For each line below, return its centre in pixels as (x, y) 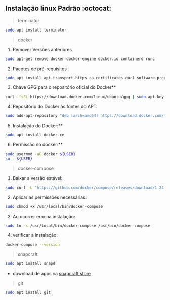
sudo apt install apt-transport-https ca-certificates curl (70, 78)
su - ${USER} (19, 159)
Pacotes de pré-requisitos (40, 69)
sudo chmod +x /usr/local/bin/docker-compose (54, 206)
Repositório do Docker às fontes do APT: (55, 107)
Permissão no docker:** (38, 145)
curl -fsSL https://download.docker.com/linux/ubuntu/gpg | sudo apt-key (85, 97)
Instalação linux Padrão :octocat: (58, 8)
